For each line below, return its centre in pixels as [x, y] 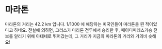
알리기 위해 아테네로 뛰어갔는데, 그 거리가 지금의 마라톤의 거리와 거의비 [81, 36]
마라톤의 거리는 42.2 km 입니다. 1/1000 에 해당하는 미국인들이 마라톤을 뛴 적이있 [81, 24]
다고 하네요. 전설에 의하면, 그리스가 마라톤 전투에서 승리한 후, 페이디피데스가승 [79, 30]
